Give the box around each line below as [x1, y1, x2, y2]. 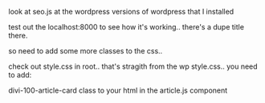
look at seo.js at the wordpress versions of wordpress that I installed [8, 7, 234, 16]
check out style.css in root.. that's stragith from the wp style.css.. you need [8, 61, 259, 71]
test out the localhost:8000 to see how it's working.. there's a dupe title [8, 22, 245, 31]
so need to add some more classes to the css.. [8, 46, 163, 55]
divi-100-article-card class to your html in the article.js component [8, 85, 228, 95]
